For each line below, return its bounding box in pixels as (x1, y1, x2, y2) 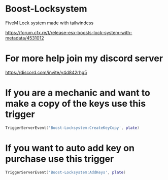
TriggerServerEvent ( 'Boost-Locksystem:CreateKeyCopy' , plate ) (5, 125, 140, 130)
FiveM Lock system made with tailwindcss (5, 20, 94, 26)
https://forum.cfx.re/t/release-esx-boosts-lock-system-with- (5, 29, 132, 35)
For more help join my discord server (5, 53, 163, 64)
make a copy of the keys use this (5, 98, 146, 109)
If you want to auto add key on (5, 142, 135, 154)
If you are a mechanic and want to (5, 87, 151, 99)
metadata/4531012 (5, 35, 44, 41)
